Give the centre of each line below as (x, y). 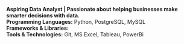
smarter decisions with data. (43, 15)
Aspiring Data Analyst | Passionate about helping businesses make (92, 9)
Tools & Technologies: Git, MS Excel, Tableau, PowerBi (75, 34)
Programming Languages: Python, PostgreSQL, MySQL (76, 22)
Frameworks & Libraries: (38, 28)
